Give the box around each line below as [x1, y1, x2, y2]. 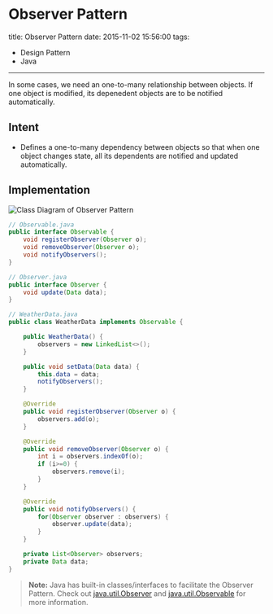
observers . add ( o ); [37, 414, 100, 423]
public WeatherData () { [23, 333, 104, 341]
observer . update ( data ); [51, 520, 132, 528]
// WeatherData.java [8, 310, 79, 318]
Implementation [8, 183, 91, 197]
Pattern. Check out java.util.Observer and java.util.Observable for [28, 588, 246, 599]
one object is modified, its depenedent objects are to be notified [8, 88, 223, 98]
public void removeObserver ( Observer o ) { [23, 445, 169, 453]
